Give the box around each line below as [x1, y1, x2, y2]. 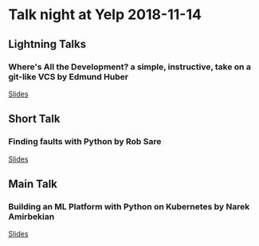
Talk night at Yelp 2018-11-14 [8, 6, 202, 24]
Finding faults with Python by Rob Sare [8, 136, 162, 147]
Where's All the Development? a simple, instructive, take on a [8, 61, 251, 72]
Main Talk [8, 177, 58, 190]
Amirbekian [8, 211, 55, 222]
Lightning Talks [8, 37, 86, 51]
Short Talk [8, 112, 61, 126]
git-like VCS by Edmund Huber [8, 71, 129, 82]
